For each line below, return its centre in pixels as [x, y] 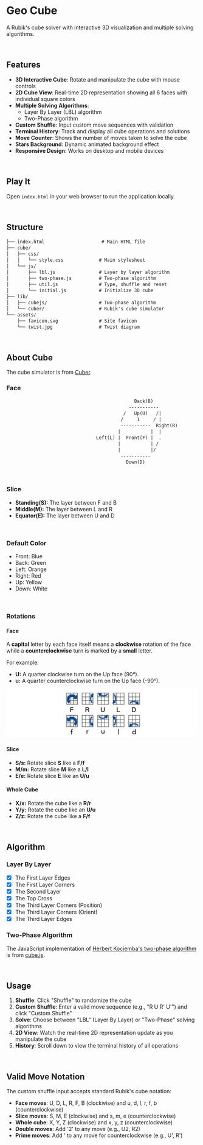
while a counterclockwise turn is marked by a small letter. [80, 651]
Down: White [31, 589]
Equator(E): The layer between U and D [65, 516]
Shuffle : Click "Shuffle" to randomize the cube [73, 1000]
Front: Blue [29, 556]
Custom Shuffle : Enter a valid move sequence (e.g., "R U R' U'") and [101, 1007]
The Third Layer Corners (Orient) [56, 912]
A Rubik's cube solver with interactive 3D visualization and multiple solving [100, 27]
